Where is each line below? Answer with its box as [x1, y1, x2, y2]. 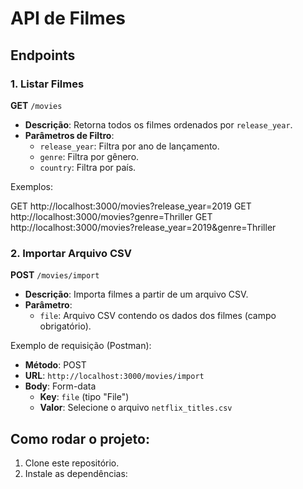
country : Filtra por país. [39, 161, 137, 173]
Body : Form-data [24, 380, 97, 392]
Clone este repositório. [24, 457, 120, 469]
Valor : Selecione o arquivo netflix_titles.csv [39, 402, 233, 414]
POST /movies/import [10, 269, 100, 281]
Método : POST [24, 359, 87, 371]
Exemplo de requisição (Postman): [10, 340, 152, 352]
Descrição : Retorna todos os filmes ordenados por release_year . [24, 118, 293, 131]
